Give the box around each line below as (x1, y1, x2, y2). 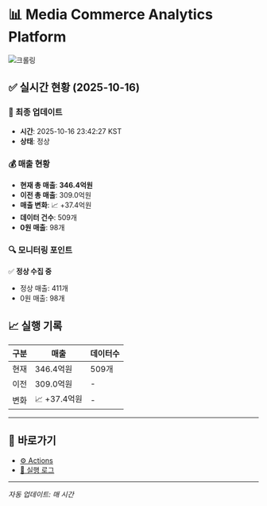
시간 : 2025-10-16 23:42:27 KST (19, 126, 122, 135)
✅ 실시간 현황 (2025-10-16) (8, 80, 141, 95)
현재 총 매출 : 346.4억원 (19, 180, 93, 190)
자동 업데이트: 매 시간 (8, 489, 74, 499)
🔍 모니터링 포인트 (8, 244, 73, 255)
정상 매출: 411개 (19, 284, 69, 293)
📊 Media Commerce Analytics (8, 6, 213, 24)
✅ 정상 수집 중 (8, 267, 52, 277)
